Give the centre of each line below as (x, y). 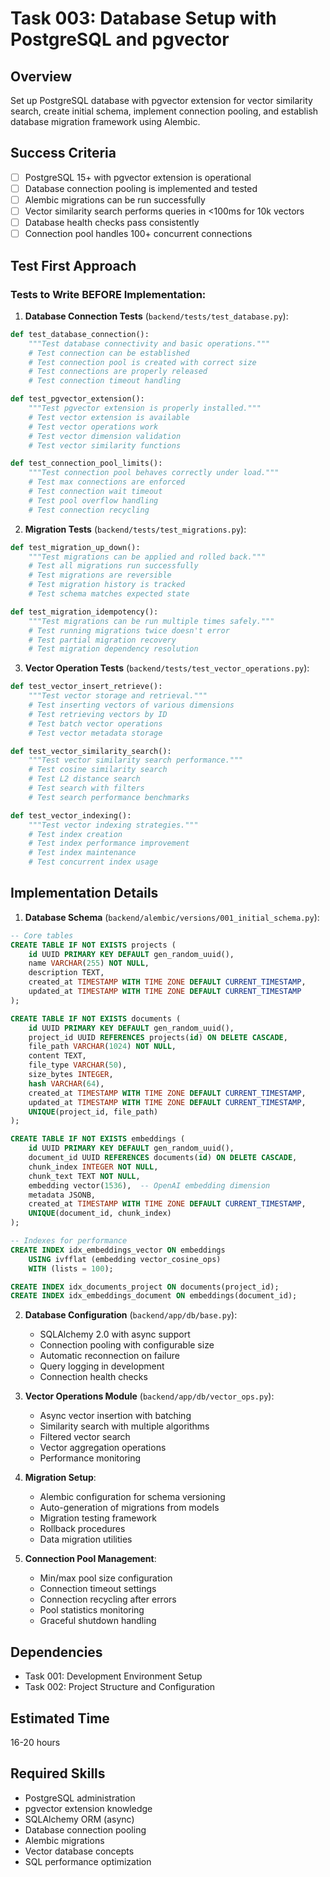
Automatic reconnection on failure (109, 1356)
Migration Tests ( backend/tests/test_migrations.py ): (135, 529)
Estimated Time (60, 1718)
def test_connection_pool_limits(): (86, 463)
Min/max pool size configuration (106, 1578)
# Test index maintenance (82, 853)
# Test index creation (75, 834)
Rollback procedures (82, 1529)
